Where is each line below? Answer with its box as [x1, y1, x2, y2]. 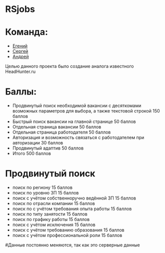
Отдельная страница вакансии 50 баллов [12, 124, 101, 130]
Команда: [5, 26, 48, 38]
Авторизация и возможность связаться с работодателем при [12, 134, 144, 140]
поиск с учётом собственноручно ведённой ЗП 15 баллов [12, 195, 136, 201]
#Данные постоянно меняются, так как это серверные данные [5, 242, 140, 248]
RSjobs [5, 3, 35, 15]
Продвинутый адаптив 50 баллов [12, 145, 84, 151]
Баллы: [5, 86, 37, 97]
